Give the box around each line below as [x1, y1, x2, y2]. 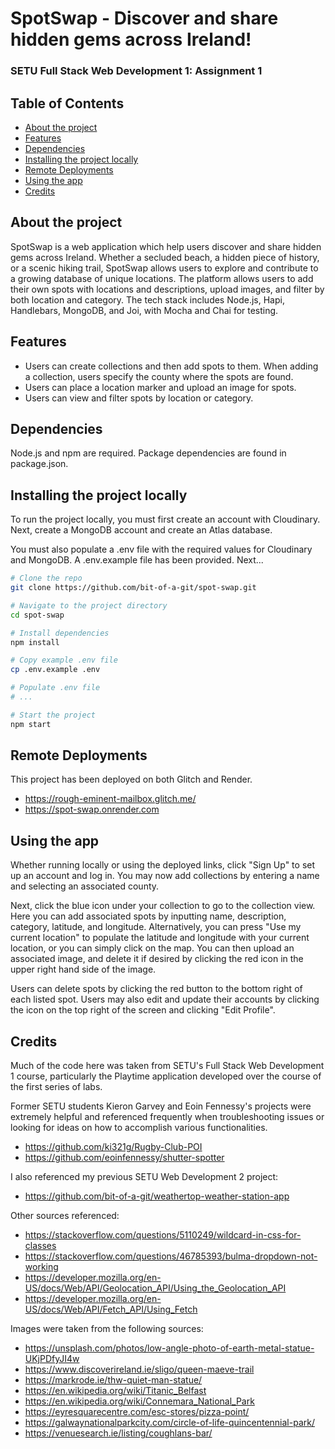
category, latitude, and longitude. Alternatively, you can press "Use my [10, 921, 302, 933]
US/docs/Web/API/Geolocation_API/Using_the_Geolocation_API [24, 1282, 287, 1294]
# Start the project [10, 710, 97, 720]
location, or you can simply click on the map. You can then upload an [10, 942, 295, 954]
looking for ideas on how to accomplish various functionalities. [10, 1122, 268, 1134]
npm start [10, 719, 52, 729]
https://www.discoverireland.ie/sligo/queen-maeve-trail [24, 1363, 255, 1376]
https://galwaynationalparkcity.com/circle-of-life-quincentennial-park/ [24, 1417, 315, 1429]
